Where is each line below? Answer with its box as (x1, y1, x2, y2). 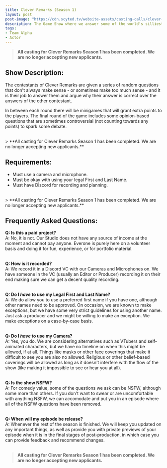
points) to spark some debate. (5, 123, 67, 129)
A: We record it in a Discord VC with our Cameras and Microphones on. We (5, 266, 159, 272)
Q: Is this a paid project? (5, 230, 56, 236)
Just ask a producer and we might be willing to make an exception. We (5, 313, 150, 319)
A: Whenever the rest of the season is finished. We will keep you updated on (5, 421, 162, 427)
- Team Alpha (5, 30, 32, 35)
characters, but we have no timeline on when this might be (25, 344, 145, 350)
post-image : (5, 16, 30, 21)
